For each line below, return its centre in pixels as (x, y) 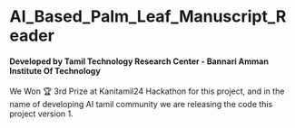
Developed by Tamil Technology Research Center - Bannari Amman (139, 61)
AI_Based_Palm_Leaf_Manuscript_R (148, 17)
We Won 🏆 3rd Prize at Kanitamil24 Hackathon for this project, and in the (147, 91)
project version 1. (42, 114)
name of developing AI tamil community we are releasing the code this (141, 105)
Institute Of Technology (55, 70)
